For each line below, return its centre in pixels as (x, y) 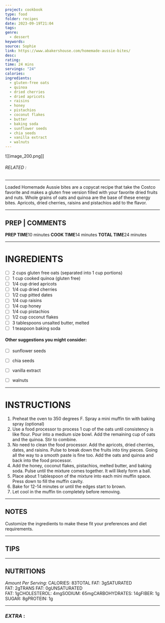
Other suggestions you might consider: (46, 340)
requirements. (19, 529)
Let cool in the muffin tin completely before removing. (67, 492)
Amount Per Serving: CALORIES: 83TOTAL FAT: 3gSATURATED (69, 583)
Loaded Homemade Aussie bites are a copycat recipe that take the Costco (80, 187)
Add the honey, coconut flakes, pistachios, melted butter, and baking (82, 466)
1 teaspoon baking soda (36, 328)
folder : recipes (22, 19)
